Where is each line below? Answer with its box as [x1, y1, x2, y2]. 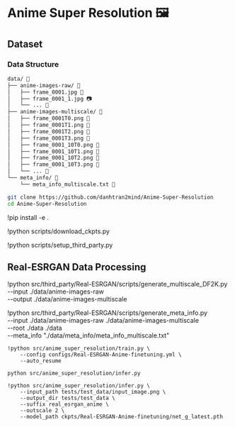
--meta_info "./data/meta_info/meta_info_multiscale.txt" [7, 331, 170, 340]
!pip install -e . [7, 213, 50, 221]
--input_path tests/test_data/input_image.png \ [20, 389, 166, 396]
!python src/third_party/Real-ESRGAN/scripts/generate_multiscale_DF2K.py [7, 280, 228, 289]
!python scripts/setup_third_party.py [7, 240, 113, 249]
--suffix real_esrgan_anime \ [20, 401, 110, 408]
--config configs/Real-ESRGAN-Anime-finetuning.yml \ [20, 351, 182, 358]
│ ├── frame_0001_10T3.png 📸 [7, 161, 100, 168]
